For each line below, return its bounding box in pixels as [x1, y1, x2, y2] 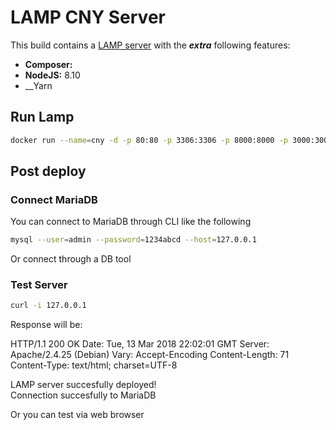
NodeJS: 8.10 [24, 69, 81, 81]
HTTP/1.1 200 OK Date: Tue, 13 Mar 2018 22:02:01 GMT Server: [10, 338, 270, 350]
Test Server [10, 278, 68, 292]
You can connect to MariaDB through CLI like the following [10, 216, 252, 228]
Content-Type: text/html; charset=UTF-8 [10, 359, 178, 371]
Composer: [24, 58, 73, 70]
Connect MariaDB [10, 192, 98, 206]
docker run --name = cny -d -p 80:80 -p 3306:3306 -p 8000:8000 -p [10, 135, 288, 145]
